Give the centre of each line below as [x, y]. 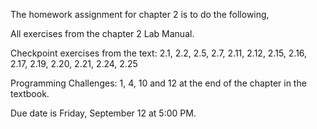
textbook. [30, 93]
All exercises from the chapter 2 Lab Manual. [102, 33]
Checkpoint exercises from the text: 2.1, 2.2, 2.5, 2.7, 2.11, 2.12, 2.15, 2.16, [159, 53]
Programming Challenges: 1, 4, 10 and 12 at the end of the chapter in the [158, 83]
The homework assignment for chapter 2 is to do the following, [140, 14]
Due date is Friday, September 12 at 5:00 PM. [103, 113]
